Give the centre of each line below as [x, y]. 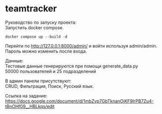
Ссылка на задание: [26, 96]
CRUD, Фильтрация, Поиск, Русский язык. [50, 86]
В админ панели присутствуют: [38, 81]
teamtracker [31, 9]
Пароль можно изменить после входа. [46, 51]
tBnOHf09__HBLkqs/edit [30, 106]
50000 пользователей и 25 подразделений [51, 71]
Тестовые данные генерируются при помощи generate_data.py [72, 66]
